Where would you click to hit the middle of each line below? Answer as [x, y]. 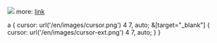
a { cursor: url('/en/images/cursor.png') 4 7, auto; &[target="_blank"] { [108, 25]
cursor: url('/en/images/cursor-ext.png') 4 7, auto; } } [84, 32]
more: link [30, 11]
